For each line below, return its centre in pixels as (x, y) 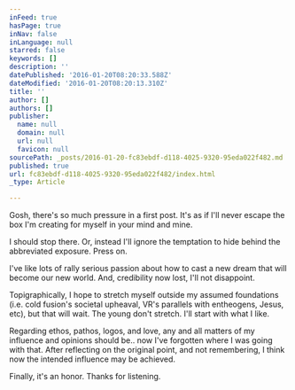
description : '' (39, 67)
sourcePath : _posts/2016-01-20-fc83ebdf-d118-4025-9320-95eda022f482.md (146, 157)
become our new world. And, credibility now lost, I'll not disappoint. (132, 278)
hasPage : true (35, 26)
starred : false (37, 51)
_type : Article (37, 183)
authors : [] (31, 108)
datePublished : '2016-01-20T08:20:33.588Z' (91, 75)
